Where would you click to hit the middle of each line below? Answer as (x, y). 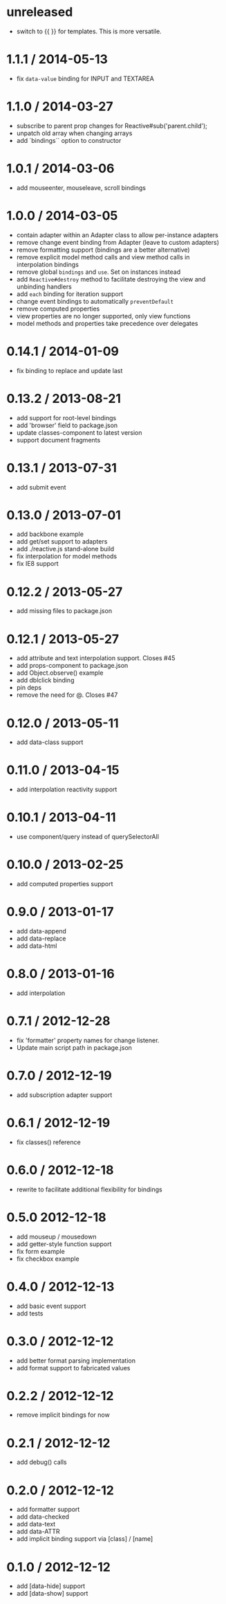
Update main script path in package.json (74, 1047)
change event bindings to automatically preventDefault (95, 301)
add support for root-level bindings (66, 417)
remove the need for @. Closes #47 (67, 695)
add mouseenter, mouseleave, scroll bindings (81, 187)
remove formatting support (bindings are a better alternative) (103, 250)
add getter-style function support (64, 1244)
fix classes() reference (48, 1142)
